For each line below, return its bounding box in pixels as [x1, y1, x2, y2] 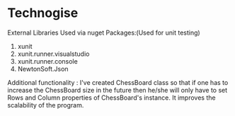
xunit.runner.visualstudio [17, 50, 90, 58]
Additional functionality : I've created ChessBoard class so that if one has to [7, 78, 229, 86]
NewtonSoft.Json [17, 64, 69, 73]
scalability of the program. [7, 100, 84, 109]
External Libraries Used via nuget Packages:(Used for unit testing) [7, 28, 200, 37]
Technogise [7, 5, 79, 21]
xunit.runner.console [17, 57, 78, 65]
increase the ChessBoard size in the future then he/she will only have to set [7, 86, 228, 94]
